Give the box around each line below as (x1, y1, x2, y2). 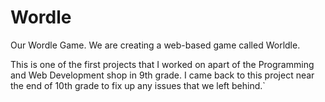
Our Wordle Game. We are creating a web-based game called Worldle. (10, 39, 301, 51)
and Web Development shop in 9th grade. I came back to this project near (10, 69, 315, 81)
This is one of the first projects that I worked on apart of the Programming (10, 58, 315, 70)
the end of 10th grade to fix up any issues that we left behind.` (10, 79, 266, 91)
